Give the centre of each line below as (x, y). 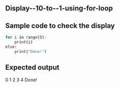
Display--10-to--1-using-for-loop (59, 8)
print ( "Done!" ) (31, 51)
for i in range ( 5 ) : (26, 38)
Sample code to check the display (60, 26)
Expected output (32, 67)
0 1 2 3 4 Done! (21, 80)
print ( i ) (24, 42)
